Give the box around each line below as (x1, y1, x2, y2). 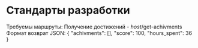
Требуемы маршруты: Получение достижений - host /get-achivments (6, 23, 182, 30)
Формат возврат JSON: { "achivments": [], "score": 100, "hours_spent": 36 (6, 29, 193, 36)
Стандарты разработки (6, 4, 130, 17)
